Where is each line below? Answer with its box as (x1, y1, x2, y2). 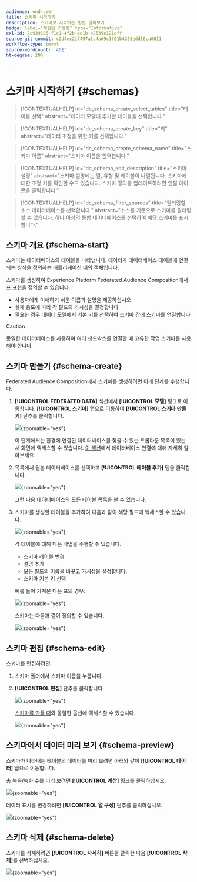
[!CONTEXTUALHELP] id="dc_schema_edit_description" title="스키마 (20, 165, 187, 172)
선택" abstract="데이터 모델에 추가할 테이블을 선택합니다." (31, 112, 166, 119)
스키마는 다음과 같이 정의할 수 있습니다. (14, 612, 105, 619)
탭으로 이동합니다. (14, 764, 56, 772)
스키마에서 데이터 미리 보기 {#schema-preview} (6, 740, 175, 750)
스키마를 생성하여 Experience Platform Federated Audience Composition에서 (6, 277, 188, 284)
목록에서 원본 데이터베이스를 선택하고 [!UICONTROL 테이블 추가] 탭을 (14, 464, 175, 471)
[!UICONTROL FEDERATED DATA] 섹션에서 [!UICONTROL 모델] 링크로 (14, 398, 182, 405)
